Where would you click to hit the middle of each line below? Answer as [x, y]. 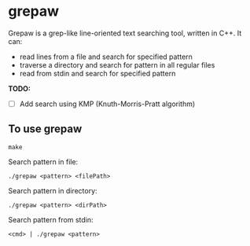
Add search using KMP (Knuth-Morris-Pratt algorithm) [107, 104]
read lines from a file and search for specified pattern [106, 57]
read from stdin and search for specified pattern [97, 73]
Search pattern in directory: [53, 190]
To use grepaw [45, 129]
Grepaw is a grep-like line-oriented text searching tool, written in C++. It [125, 33]
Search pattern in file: [43, 162]
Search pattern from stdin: [51, 219]
